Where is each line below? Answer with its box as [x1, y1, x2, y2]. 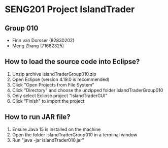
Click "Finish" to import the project [12, 98, 85, 104]
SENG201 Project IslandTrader [5, 4, 135, 15]
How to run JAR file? [5, 113, 71, 122]
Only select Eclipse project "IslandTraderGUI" [12, 93, 108, 99]
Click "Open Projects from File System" [12, 81, 94, 87]
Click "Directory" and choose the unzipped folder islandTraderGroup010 [12, 87, 163, 93]
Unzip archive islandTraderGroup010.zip [12, 71, 97, 77]
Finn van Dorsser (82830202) [12, 37, 75, 43]
